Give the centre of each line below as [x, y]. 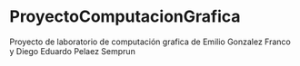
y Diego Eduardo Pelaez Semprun [73, 51]
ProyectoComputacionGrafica [125, 17]
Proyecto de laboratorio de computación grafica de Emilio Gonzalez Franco [150, 42]
